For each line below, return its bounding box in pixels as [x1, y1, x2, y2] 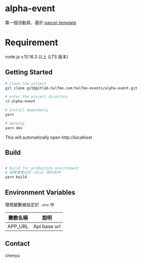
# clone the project [5, 81, 47, 86]
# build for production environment [5, 166, 79, 170]
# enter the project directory [5, 94, 68, 99]
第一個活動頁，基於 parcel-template [5, 19, 77, 25]
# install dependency [5, 108, 49, 113]
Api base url [33, 223, 61, 229]
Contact [5, 240, 30, 248]
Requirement [5, 37, 58, 48]
